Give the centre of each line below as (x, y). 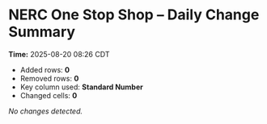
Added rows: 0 (45, 69)
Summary (42, 32)
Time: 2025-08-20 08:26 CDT (59, 54)
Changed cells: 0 (49, 95)
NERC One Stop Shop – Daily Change (134, 15)
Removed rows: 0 (49, 78)
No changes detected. (46, 111)
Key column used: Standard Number (81, 87)
